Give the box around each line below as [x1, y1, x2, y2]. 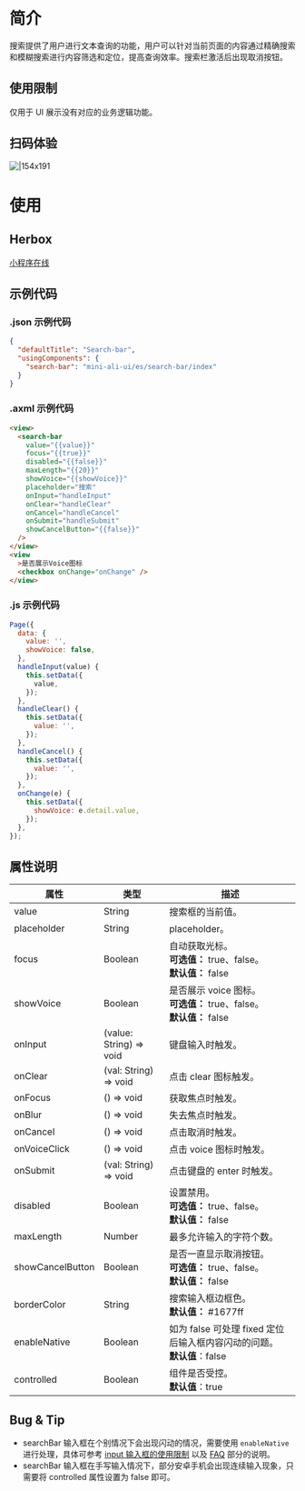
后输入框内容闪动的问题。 [169, 1336, 279, 1349]
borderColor [14, 1298, 66, 1311]
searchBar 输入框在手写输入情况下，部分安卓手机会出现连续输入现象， [22, 1460, 286, 1471]
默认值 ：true [169, 1381, 223, 1394]
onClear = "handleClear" [25, 499, 112, 509]
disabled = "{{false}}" [25, 457, 107, 466]
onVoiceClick [14, 1143, 70, 1156]
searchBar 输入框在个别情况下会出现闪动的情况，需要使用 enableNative [22, 1437, 290, 1448]
